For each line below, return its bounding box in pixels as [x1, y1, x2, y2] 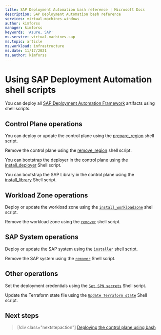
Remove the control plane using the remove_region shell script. [5, 147, 132, 153]
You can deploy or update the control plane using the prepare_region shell [5, 133, 155, 139]
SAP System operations [5, 233, 79, 241]
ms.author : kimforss [5, 52, 47, 58]
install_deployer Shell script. [5, 162, 62, 168]
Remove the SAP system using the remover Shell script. [5, 255, 116, 261]
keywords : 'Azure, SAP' [5, 30, 54, 35]
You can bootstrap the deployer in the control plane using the [5, 157, 128, 163]
